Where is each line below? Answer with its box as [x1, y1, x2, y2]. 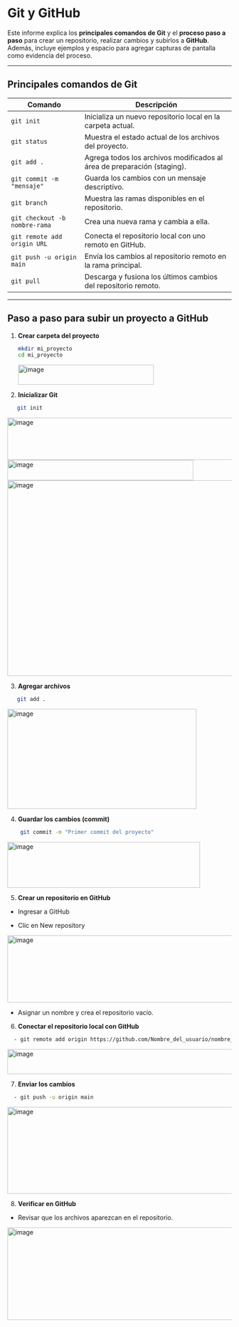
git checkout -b [11, 213, 66, 222]
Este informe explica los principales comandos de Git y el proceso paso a [7, 28, 226, 37]
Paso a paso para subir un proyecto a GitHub [7, 312, 208, 324]
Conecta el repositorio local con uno [84, 231, 206, 240]
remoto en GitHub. [84, 240, 146, 250]
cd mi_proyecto [17, 351, 63, 359]
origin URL [11, 240, 48, 248]
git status [11, 137, 48, 145]
